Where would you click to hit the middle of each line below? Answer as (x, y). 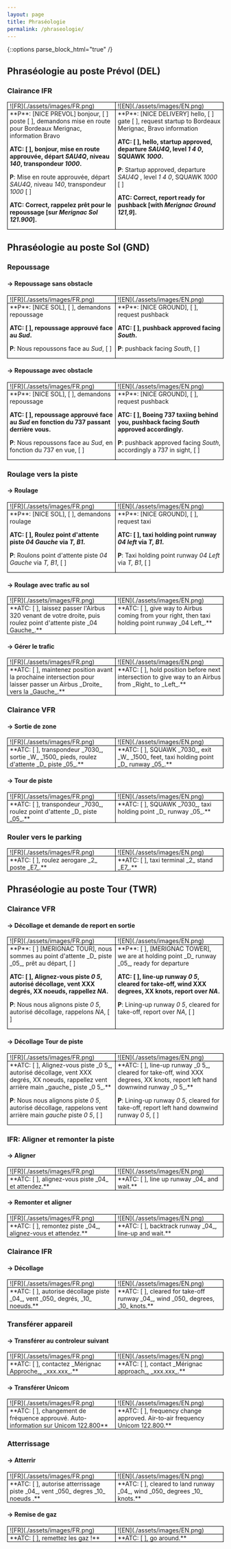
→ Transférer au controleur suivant (58, 1341)
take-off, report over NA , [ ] (156, 1012)
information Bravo (35, 136)
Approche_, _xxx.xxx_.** (44, 1372)
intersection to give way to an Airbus (169, 677)
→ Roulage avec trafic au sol (48, 585)
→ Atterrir (22, 1460)
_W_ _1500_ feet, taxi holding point (166, 757)
